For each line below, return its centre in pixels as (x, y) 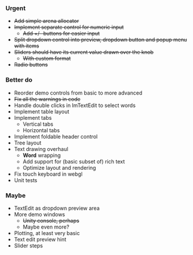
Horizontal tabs (41, 130)
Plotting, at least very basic (47, 233)
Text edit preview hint (40, 239)
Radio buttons (31, 65)
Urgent (16, 8)
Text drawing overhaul (41, 149)
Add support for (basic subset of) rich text (74, 161)
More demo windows (39, 214)
